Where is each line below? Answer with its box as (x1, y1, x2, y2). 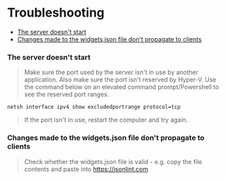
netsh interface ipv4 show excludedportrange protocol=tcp (7, 104, 181, 111)
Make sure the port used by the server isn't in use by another (23, 68, 198, 77)
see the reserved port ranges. (23, 90, 109, 98)
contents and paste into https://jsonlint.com (23, 165, 149, 173)
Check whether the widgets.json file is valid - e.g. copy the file (23, 157, 203, 165)
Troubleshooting (7, 5, 105, 21)
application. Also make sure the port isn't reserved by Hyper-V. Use (23, 75, 216, 84)
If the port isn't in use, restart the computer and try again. (23, 116, 188, 124)
